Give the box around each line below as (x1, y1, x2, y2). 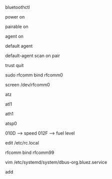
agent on (5, 33, 24, 39)
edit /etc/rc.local (5, 140, 39, 145)
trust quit (5, 62, 24, 68)
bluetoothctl (5, 4, 30, 10)
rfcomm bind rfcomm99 (5, 149, 54, 155)
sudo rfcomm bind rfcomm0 (5, 72, 63, 78)
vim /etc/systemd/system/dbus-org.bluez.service (5, 159, 107, 165)
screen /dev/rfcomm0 (5, 82, 50, 87)
